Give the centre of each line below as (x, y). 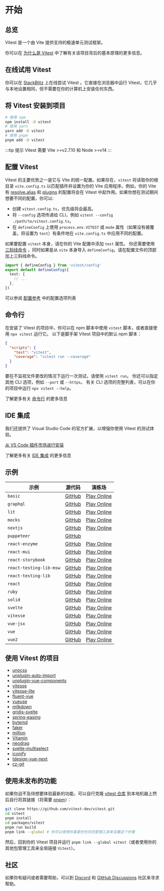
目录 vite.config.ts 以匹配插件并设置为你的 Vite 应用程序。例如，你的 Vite (81, 186)
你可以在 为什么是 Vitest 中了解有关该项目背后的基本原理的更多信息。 (75, 53)
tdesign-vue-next (30, 759)
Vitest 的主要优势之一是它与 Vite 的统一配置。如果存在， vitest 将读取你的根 (82, 180)
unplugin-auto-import (34, 675)
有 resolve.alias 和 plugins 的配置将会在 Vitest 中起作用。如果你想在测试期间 (82, 192)
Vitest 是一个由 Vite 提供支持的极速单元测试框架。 (55, 42)
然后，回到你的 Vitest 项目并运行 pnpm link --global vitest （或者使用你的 (81, 842)
